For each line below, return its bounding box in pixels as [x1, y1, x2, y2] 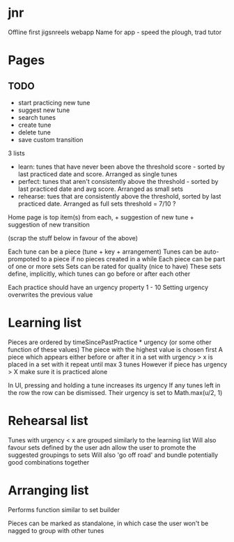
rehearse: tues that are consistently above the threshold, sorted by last [17, 192, 221, 200]
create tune [17, 121, 52, 129]
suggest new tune [17, 106, 70, 114]
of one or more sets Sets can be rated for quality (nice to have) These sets [8, 262, 222, 270]
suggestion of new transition [8, 220, 90, 229]
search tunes [17, 113, 56, 121]
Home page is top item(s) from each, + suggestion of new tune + [8, 212, 194, 221]
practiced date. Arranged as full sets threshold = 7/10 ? [17, 199, 176, 208]
